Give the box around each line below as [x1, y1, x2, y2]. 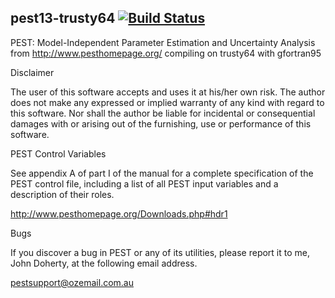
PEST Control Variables [10, 147, 107, 160]
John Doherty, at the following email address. [10, 257, 198, 269]
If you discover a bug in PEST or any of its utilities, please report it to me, [10, 246, 311, 258]
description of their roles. [10, 188, 115, 200]
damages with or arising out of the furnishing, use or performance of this [10, 117, 312, 130]
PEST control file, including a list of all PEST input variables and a [10, 177, 279, 190]
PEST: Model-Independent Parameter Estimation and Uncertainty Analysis [10, 36, 316, 48]
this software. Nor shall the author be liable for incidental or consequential [10, 107, 316, 119]
